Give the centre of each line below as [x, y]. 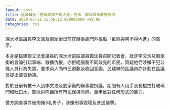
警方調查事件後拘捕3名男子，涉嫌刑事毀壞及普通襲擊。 [62, 103]
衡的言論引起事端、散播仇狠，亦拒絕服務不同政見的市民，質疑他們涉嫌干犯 [83, 62]
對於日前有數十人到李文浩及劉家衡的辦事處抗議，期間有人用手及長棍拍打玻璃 [85, 86]
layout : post [19, 10]
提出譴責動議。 [25, 75]
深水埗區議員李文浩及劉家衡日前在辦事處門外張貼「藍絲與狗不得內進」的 [80, 39]
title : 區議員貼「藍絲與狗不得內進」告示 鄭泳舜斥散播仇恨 [60, 15]
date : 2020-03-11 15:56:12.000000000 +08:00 [53, 19]
